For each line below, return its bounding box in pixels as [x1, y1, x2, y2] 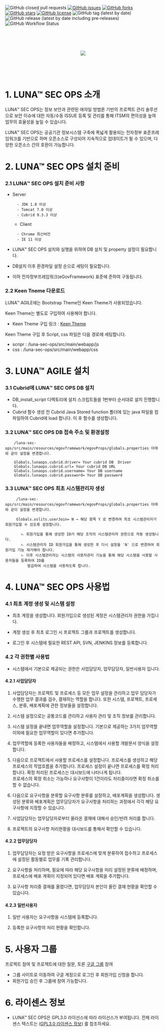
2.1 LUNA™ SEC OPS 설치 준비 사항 [5, 180, 85, 187]
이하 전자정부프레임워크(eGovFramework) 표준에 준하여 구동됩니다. [12, 274, 143, 280]
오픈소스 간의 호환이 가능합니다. [14, 141, 75, 147]
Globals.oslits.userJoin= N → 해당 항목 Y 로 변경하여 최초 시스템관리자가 [16, 517, 157, 522]
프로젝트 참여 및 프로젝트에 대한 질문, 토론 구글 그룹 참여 [5, 961, 113, 967]
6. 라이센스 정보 [5, 997, 65, 1009]
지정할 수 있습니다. [29, 805, 66, 811]
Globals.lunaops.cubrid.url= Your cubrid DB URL [14, 464, 116, 469]
